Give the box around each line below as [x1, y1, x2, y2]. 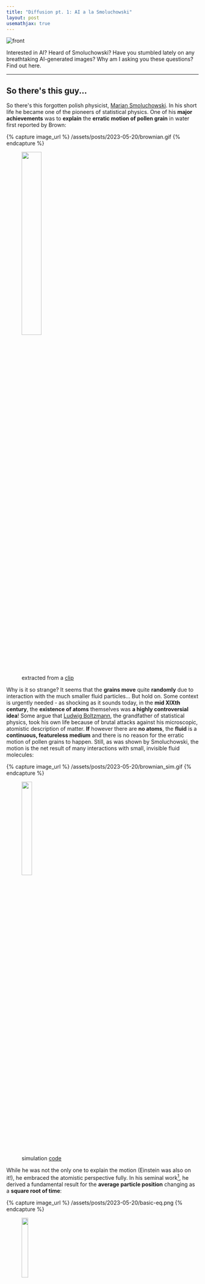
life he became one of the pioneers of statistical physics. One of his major [6, 108, 193, 116]
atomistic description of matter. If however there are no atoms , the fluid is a [6, 725, 197, 733]
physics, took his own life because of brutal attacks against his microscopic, [6, 719, 198, 726]
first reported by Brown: [6, 121, 67, 129]
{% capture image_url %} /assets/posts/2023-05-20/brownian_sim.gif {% [6, 763, 192, 771]
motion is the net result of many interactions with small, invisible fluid [6, 745, 180, 752]
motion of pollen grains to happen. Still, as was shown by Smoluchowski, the [6, 738, 199, 746]
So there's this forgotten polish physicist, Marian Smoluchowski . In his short [6, 102, 197, 109]
